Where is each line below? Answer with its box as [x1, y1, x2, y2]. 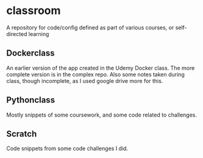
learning [28, 30, 49, 37]
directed [6, 30, 27, 37]
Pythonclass [6, 95, 55, 106]
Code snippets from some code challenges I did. [6, 145, 129, 153]
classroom [6, 4, 61, 18]
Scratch [6, 129, 37, 139]
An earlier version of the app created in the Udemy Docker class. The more [6, 64, 195, 71]
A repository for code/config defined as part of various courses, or [6, 24, 174, 31]
